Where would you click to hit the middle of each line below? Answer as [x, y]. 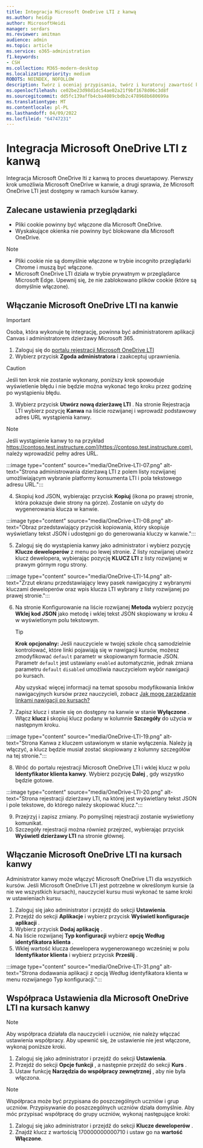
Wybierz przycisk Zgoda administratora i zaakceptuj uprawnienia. [98, 356]
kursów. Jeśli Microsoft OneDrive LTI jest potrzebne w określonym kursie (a [100, 885]
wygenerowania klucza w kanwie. [57, 509]
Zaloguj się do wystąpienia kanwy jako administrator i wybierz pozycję [103, 545]
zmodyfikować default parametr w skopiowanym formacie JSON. [97, 656]
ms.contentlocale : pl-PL [37, 107]
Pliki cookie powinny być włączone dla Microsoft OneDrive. [89, 225]
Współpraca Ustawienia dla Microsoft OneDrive [98, 998]
